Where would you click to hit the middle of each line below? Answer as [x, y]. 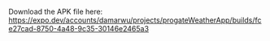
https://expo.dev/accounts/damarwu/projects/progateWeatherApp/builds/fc [135, 20]
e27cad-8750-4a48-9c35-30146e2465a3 [78, 29]
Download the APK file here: [56, 12]
